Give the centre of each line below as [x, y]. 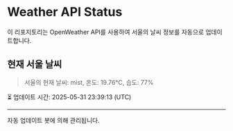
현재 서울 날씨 [35, 64]
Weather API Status [65, 12]
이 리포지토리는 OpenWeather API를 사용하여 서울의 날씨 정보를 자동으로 [106, 32]
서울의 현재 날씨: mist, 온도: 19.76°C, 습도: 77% [89, 82]
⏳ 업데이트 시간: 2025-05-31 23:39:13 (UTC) [69, 97]
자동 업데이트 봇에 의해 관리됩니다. [53, 120]
